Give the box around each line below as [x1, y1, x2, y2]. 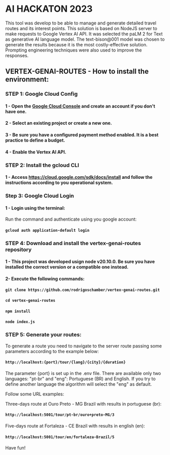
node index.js [5, 319, 36, 325]
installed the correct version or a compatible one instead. [5, 264, 129, 270]
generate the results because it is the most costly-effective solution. [5, 41, 148, 47]
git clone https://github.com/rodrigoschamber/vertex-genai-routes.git [5, 287, 160, 292]
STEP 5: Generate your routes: [5, 331, 82, 338]
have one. [5, 108, 27, 115]
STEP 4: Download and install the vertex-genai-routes [5, 239, 141, 247]
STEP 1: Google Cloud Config [5, 90, 78, 97]
